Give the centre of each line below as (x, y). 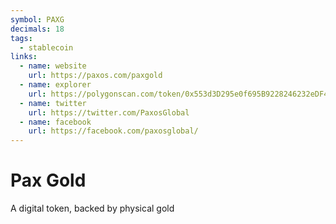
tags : (21, 38)
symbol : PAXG (37, 19)
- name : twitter (53, 103)
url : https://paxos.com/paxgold (95, 76)
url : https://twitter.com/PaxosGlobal (109, 112)
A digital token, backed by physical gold (92, 208)
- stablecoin (46, 47)
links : (24, 57)
